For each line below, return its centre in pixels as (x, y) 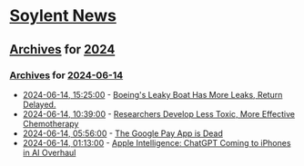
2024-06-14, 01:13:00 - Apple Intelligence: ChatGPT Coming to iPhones (157, 142)
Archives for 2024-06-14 (66, 75)
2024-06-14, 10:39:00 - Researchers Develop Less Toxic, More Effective (159, 113)
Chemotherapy (51, 123)
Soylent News (63, 16)
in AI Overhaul (49, 152)
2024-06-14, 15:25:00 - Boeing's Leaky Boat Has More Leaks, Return (152, 94)
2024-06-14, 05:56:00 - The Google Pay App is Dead (122, 133)
